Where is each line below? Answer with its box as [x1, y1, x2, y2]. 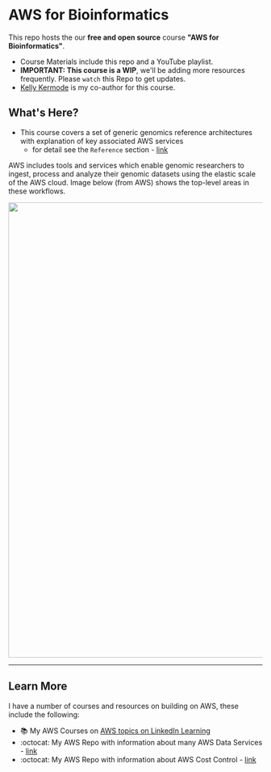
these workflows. [8, 186, 66, 196]
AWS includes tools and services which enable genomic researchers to [8, 160, 244, 170]
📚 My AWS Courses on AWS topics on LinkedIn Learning [19, 726, 211, 736]
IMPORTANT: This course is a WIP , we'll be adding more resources [19, 65, 246, 74]
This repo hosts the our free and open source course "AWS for [8, 32, 219, 42]
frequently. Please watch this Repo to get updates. [19, 74, 186, 83]
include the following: [8, 710, 80, 719]
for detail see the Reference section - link [31, 144, 169, 155]
